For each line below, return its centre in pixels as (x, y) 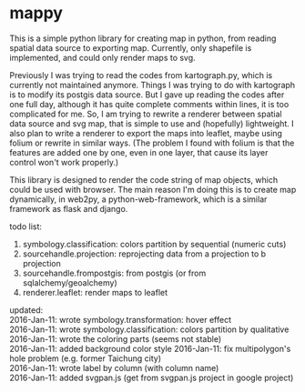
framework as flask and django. (69, 208)
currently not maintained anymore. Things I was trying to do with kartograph (152, 85)
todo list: (26, 226)
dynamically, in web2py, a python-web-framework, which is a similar (138, 199)
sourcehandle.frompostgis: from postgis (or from (114, 273)
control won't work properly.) (64, 162)
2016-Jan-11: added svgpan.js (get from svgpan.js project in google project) (152, 377)
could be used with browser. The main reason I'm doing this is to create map (153, 189)
